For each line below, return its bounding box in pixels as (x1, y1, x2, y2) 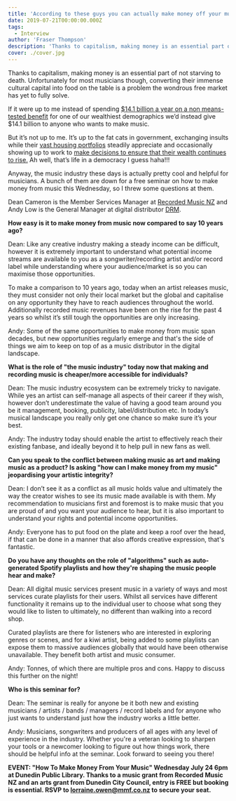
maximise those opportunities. (8, 270, 95, 278)
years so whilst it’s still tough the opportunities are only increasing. (8, 313, 200, 322)
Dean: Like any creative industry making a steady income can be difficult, (8, 239, 220, 248)
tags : (8, 23, 24, 30)
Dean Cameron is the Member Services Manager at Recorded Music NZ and (8, 197, 228, 206)
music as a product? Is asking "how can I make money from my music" (8, 463, 218, 471)
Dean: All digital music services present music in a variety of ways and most (8, 584, 228, 593)
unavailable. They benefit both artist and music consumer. (8, 650, 176, 658)
